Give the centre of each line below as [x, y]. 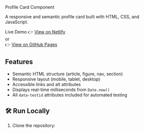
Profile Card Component [30, 7]
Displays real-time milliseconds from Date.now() [61, 89]
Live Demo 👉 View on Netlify [35, 32]
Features [19, 62]
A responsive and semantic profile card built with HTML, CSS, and [72, 17]
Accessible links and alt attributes [47, 84]
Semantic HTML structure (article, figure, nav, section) [68, 74]
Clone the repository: [34, 125]
